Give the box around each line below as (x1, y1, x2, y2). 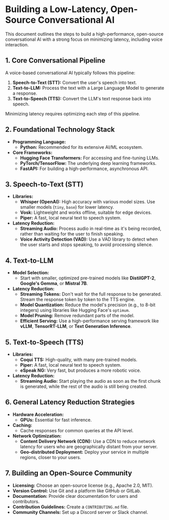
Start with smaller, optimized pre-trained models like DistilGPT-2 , (20, 275, 156, 281)
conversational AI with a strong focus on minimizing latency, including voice (5, 36, 163, 42)
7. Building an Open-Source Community (5, 469, 132, 478)
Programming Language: (12, 139, 66, 145)
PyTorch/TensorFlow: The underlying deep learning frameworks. (20, 160, 157, 166)
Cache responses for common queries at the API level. (20, 427, 134, 433)
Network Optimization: (12, 433, 62, 439)
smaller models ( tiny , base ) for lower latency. (20, 204, 115, 210)
